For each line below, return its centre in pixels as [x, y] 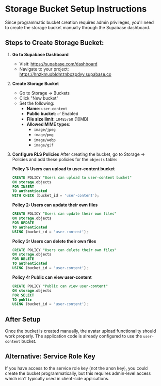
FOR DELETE [23, 259]
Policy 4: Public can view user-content [52, 277]
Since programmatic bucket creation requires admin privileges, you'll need [80, 22]
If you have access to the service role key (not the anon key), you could [76, 368]
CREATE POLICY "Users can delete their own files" [64, 250]
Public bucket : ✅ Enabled [52, 113]
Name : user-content [47, 108]
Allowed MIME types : [48, 124]
